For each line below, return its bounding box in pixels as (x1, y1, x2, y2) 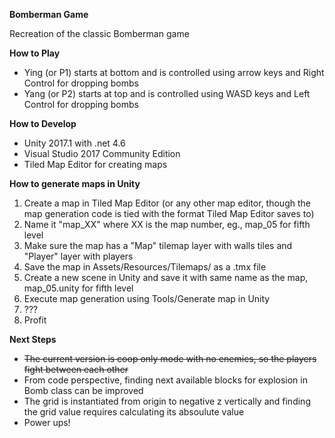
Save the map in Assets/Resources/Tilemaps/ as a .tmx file (23, 261, 267, 273)
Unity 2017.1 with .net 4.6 (23, 137, 126, 149)
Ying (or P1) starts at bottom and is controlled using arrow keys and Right (23, 67, 325, 78)
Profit (23, 314, 47, 326)
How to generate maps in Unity (9, 178, 141, 189)
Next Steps (9, 334, 57, 345)
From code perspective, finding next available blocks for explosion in (23, 374, 308, 386)
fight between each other (23, 364, 129, 375)
